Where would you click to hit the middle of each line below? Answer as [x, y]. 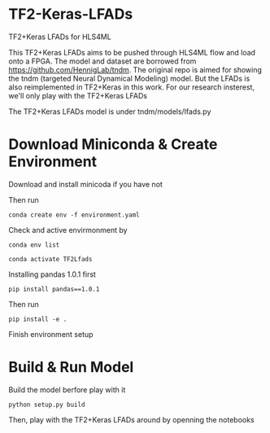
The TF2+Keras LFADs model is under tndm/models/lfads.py [110, 112]
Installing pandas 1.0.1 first [52, 274]
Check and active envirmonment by [68, 230]
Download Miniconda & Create [113, 144]
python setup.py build [47, 405]
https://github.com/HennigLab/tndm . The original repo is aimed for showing [135, 69]
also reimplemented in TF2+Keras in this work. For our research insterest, [131, 87]
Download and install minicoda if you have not [85, 184]
